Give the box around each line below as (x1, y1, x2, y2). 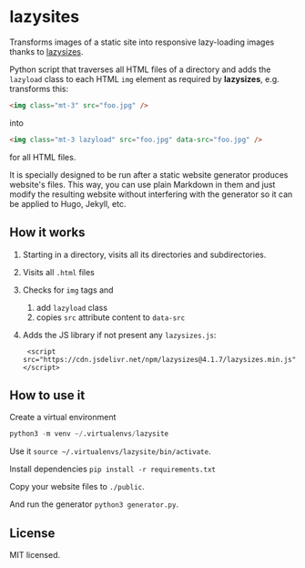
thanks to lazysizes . (9, 46, 84, 57)
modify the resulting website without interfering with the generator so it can (9, 189, 293, 200)
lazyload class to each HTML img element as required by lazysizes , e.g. (9, 73, 280, 84)
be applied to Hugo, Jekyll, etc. (9, 198, 127, 209)
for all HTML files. (9, 151, 76, 162)
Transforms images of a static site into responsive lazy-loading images (9, 36, 275, 47)
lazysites (9, 6, 80, 27)
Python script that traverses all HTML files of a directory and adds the (9, 64, 271, 75)
